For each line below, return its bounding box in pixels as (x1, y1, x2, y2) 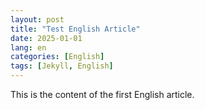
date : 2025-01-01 (10, 33, 83, 43)
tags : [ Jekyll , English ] (10, 61, 114, 71)
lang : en (10, 42, 47, 53)
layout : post (10, 14, 65, 25)
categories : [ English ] (10, 52, 105, 62)
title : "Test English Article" (10, 24, 141, 34)
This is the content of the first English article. (10, 89, 195, 100)
